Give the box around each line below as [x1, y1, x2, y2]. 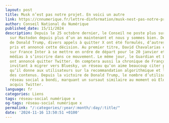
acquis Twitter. [10, 82, 44, 87]
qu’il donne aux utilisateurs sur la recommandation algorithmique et [10, 68, 161, 73]
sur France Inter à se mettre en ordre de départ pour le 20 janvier [10, 49, 158, 54]
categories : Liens [5, 91, 44, 96]
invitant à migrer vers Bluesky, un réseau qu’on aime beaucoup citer [10, 63, 161, 68]
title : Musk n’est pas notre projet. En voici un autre [5, 12, 125, 17]
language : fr [5, 86, 33, 92]
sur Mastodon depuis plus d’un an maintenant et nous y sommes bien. [10, 36, 158, 41]
